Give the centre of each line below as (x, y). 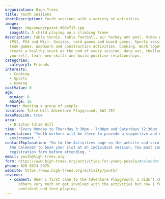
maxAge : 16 (21, 102)
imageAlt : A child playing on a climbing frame (59, 33)
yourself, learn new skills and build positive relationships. (75, 56)
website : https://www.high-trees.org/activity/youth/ (61, 170)
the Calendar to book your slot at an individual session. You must (81, 148)
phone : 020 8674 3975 (27, 166)
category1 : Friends (29, 65)
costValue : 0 (18, 88)
